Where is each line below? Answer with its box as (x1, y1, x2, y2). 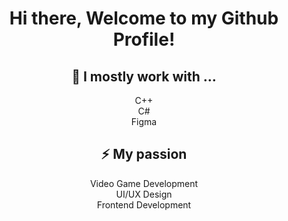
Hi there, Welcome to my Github (9, 7, 279, 30)
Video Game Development (89, 177, 199, 189)
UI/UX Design (115, 188, 173, 200)
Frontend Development (96, 198, 192, 211)
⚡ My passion (100, 146, 188, 163)
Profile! (112, 28, 176, 51)
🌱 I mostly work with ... (71, 68, 217, 85)
